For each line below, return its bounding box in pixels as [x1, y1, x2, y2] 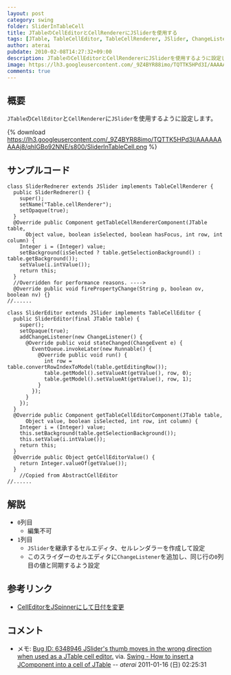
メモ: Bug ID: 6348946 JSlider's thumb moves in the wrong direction [16, 644, 212, 652]
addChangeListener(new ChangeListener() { [19, 334, 143, 341]
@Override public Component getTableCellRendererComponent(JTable [13, 219, 208, 226]
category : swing [7, 17, 54, 23]
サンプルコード [7, 164, 70, 176]
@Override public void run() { [37, 352, 128, 358]
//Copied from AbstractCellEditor [19, 472, 118, 479]
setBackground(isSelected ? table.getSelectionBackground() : [19, 249, 201, 257]
